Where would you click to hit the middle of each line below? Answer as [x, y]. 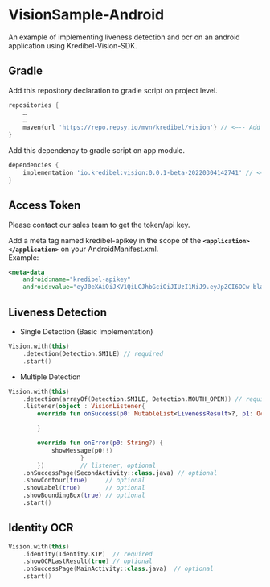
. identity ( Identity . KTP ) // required [88, 554]
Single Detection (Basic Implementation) [86, 331]
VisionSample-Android [86, 15]
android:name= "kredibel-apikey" [77, 279]
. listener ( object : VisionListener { [84, 407]
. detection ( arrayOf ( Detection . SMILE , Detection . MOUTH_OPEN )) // [133, 399]
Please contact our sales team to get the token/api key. [99, 225]
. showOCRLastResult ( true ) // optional [88, 561]
